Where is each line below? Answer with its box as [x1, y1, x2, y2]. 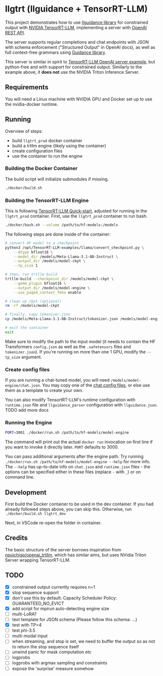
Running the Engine [5, 419, 52, 426]
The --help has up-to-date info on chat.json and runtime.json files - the [5, 464, 150, 470]
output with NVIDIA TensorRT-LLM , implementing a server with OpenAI [5, 24, 147, 30]
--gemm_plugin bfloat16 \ [14, 281, 66, 286]
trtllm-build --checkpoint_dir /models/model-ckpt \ [5, 276, 114, 282]
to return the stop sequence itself [12, 644, 79, 650]
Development [5, 488, 47, 497]
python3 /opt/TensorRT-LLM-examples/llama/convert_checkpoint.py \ [5, 245, 145, 250]
